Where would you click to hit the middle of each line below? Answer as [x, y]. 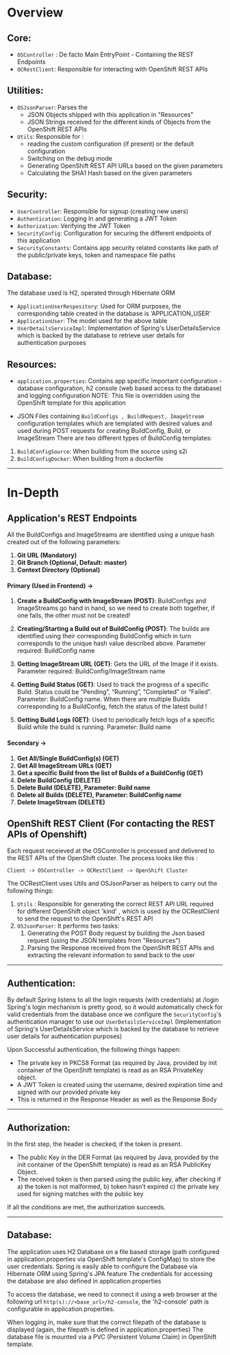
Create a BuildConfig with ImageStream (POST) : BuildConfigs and [112, 601]
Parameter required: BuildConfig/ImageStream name [91, 671]
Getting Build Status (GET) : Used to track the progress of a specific [113, 684]
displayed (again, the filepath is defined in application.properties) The [105, 1329]
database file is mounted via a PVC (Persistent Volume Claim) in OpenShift [112, 1336]
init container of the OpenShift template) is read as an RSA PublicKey [114, 1165]
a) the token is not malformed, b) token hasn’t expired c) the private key [118, 1187]
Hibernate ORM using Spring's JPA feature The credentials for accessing [110, 1273]
